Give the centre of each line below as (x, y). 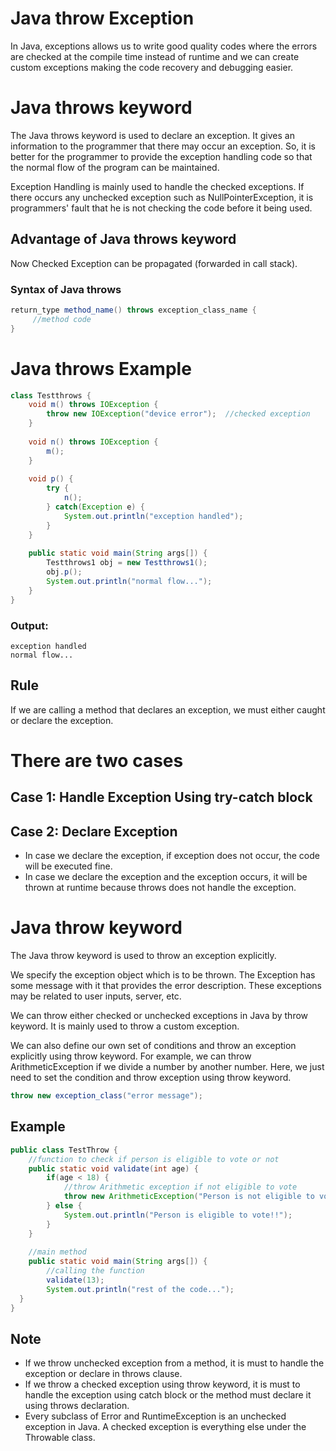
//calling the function (95, 1271)
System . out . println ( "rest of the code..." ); (140, 1289)
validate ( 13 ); (75, 1280)
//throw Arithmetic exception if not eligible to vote (180, 1187)
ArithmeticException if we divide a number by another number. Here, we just (167, 1067)
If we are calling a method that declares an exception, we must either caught (168, 709)
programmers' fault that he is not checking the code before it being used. (161, 208)
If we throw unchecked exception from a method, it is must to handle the (174, 1363)
